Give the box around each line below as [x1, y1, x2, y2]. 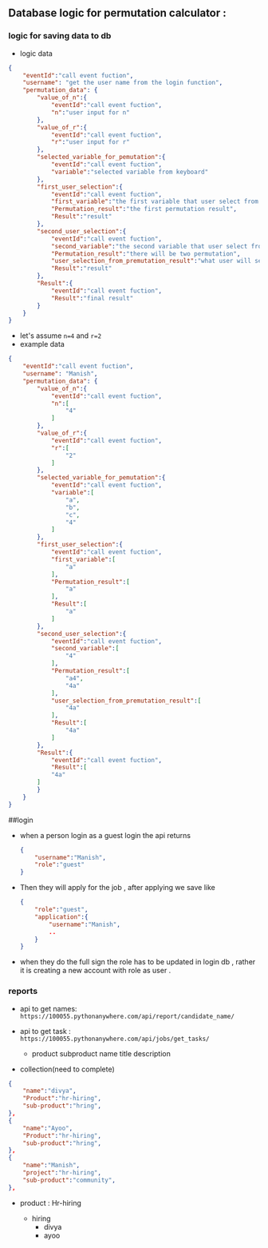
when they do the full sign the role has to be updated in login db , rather [19, 957, 256, 967]
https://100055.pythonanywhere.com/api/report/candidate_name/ [19, 1012, 235, 1020]
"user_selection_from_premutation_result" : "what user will [50, 257, 251, 265]
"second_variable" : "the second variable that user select [50, 242, 248, 250]
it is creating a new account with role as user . [19, 966, 171, 976]
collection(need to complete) [19, 1064, 116, 1074]
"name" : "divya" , [22, 1087, 77, 1095]
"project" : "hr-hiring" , [22, 1169, 102, 1177]
